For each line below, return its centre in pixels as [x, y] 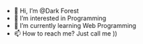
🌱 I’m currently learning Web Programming [75, 25]
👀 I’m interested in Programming [60, 18]
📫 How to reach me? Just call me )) [65, 34]
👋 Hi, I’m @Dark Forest [46, 11]
